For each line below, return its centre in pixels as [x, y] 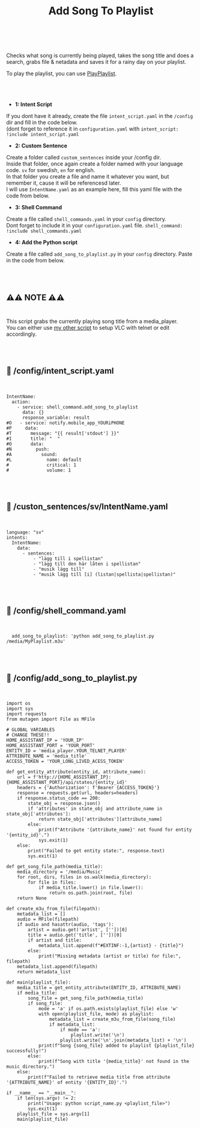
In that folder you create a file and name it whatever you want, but [88, 177]
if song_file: [45, 1003]
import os [19, 704]
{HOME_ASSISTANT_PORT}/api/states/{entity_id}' [67, 783]
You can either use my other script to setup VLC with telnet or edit [88, 328]
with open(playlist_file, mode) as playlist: [96, 1014]
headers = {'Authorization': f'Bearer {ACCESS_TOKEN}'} [89, 788]
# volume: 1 [38, 470]
